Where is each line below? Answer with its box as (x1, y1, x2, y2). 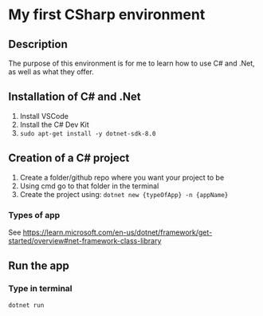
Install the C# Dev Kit (19, 120, 89, 129)
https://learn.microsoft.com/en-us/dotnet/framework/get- (22, 227, 213, 237)
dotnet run (8, 301, 45, 309)
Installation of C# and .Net (8, 90, 141, 104)
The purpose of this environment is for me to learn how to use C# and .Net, (8, 58, 255, 68)
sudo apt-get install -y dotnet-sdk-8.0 (19, 129, 156, 137)
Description (8, 38, 68, 51)
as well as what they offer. (8, 67, 94, 77)
